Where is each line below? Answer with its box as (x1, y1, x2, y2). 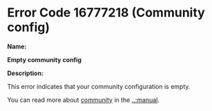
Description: (7, 69, 44, 77)
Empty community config (7, 55, 81, 63)
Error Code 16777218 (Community (7, 5, 205, 21)
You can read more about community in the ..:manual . (7, 95, 160, 104)
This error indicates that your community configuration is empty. (7, 82, 191, 90)
